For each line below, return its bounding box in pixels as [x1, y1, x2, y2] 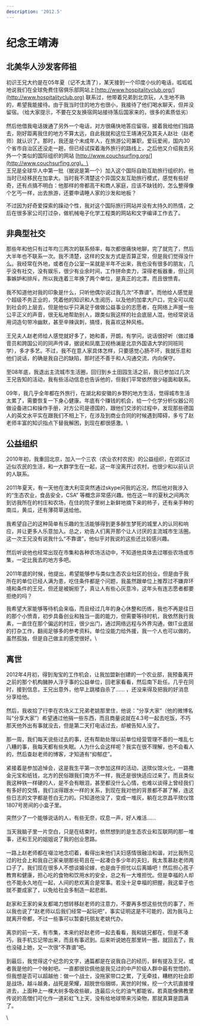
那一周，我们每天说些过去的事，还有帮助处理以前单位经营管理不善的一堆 [6, 736, 183, 743]
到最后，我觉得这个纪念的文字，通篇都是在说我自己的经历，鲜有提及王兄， [6, 958, 189, 965]
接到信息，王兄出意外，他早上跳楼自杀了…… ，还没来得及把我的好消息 [16, 686, 189, 693]
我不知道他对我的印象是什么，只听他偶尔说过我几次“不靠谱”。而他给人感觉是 [6, 289, 193, 296]
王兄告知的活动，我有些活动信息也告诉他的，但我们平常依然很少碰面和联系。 [6, 376, 194, 383]
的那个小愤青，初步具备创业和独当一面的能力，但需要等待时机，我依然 [6, 613, 179, 620]
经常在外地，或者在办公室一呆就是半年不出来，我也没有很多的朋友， [21, 260, 189, 267]
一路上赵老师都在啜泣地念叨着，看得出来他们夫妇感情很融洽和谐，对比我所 [6, 849, 189, 856]
